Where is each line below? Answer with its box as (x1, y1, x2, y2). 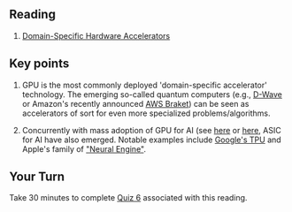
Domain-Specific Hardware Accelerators (21, 30, 171, 41)
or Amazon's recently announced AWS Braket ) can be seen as (21, 98, 250, 109)
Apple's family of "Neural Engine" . (21, 143, 147, 154)
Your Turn (9, 170, 65, 185)
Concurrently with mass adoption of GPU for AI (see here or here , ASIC (21, 125, 281, 135)
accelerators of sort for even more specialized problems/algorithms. (21, 108, 272, 118)
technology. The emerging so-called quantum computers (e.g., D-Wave (21, 88, 283, 100)
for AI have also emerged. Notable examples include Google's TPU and (21, 134, 281, 145)
